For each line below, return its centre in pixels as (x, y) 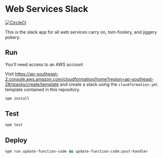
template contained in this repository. (43, 90)
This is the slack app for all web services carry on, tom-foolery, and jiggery (81, 32)
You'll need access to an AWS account (44, 64)
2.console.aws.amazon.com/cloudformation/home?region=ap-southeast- (79, 79)
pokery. (13, 37)
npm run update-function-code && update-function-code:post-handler (77, 152)
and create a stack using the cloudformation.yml (109, 84)
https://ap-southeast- (37, 74)
